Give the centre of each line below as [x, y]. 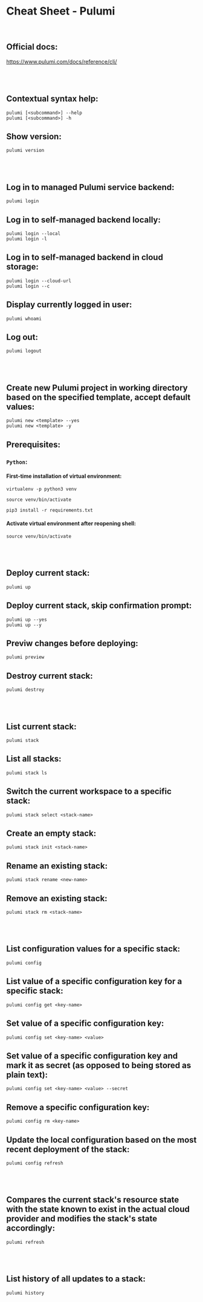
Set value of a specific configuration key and [92, 1056]
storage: [23, 267]
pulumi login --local [34, 234]
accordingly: [31, 1228]
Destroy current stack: [50, 676]
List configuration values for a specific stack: [93, 949]
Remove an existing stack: [57, 898]
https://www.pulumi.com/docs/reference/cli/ [62, 61]
